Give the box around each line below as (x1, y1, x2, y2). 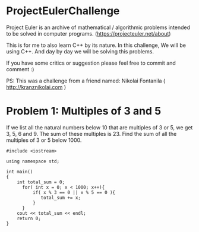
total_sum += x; (40, 195, 81, 201)
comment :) (6, 65, 34, 72)
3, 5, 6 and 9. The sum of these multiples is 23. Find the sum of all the (6, 130, 177, 137)
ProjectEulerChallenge (6, 4, 120, 18)
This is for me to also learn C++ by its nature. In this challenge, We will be (6, 42, 186, 49)
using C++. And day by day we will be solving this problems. (6, 47, 154, 55)
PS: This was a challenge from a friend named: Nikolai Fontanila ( (6, 77, 166, 84)
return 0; (17, 215, 42, 221)
